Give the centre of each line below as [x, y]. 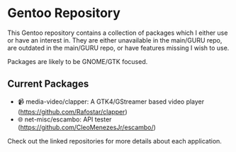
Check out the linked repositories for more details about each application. [114, 141]
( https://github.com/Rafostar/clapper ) [72, 112]
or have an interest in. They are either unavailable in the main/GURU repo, [115, 40]
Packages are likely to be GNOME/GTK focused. [78, 61]
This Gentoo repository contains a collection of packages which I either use [118, 33]
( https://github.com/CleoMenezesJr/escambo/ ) [86, 127]
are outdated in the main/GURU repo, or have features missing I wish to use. [118, 48]
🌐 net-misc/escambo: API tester [64, 119]
